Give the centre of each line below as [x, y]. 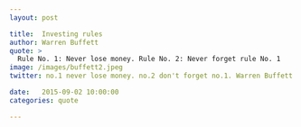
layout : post [34, 18]
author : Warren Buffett [54, 42]
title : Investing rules [56, 34]
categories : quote [44, 100]
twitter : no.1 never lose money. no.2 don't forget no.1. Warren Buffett [151, 76]
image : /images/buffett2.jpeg [66, 68]
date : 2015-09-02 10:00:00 [64, 92]
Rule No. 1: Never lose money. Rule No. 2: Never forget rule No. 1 [149, 59]
